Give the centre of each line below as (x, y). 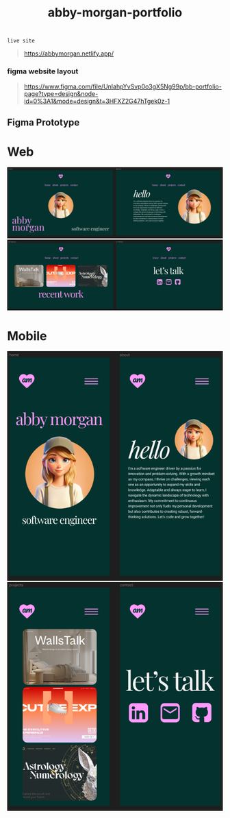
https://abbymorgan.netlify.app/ (69, 53)
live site (21, 41)
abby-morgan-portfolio (115, 13)
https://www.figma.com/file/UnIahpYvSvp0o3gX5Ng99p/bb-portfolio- (123, 86)
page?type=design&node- (61, 93)
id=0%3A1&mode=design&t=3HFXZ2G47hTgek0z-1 (97, 101)
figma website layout (43, 71)
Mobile (27, 336)
